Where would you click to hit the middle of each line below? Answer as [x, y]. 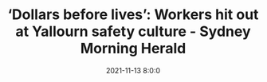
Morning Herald [133, 49]
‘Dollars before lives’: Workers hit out [133, 15]
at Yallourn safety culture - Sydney [133, 31]
